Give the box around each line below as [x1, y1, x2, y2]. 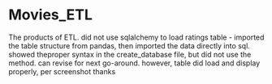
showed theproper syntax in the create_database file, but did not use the [8, 49, 252, 59]
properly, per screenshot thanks [8, 66, 116, 76]
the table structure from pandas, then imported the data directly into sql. [8, 40, 250, 50]
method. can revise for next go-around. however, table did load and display [8, 58, 261, 68]
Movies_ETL [8, 6, 93, 24]
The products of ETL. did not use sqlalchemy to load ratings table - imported [8, 32, 265, 42]
